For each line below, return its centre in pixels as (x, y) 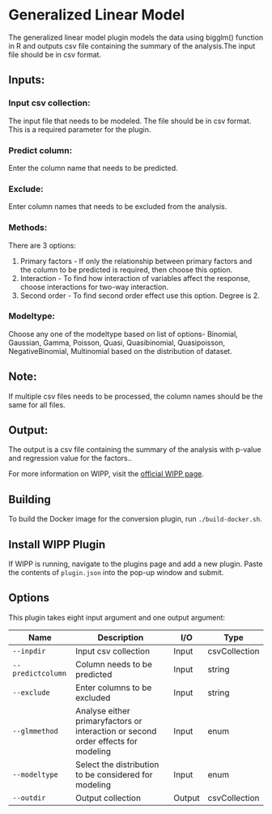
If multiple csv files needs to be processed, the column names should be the (136, 396)
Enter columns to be (114, 688)
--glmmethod (36, 731)
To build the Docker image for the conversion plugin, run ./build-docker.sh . (135, 519)
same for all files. (37, 405)
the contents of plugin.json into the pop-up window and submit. (116, 573)
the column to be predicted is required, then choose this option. (126, 270)
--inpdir (29, 651)
